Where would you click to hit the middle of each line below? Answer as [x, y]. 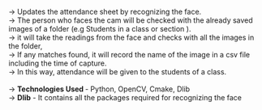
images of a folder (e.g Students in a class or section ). [100, 29]
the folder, [26, 46]
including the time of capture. [58, 63]
